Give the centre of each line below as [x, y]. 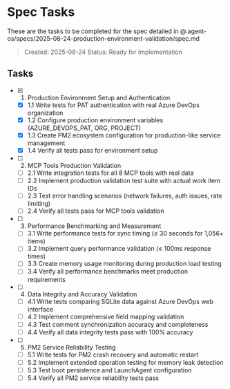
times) [37, 256]
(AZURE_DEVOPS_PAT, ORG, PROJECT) [84, 128]
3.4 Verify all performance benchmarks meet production [108, 272]
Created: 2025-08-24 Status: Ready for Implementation [103, 52]
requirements [46, 279]
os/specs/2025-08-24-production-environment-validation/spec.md [104, 38]
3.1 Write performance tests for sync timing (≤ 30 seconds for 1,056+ [126, 234]
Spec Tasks [41, 12]
